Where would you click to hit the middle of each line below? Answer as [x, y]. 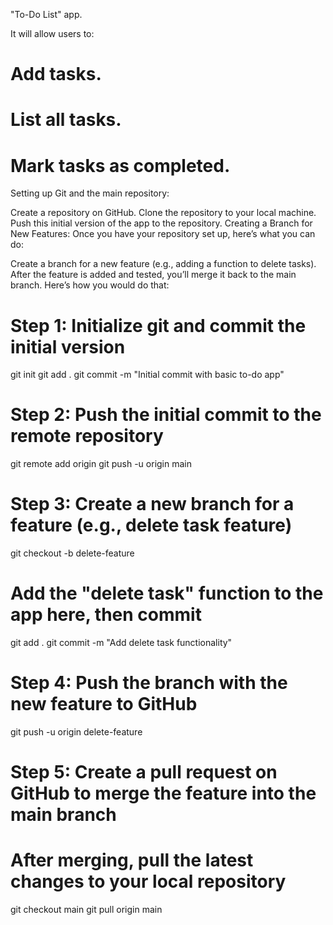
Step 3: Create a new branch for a [152, 504]
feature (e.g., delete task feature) [151, 525]
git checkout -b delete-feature [72, 553]
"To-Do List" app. [46, 14]
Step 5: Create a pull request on [144, 772]
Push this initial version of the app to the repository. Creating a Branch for [161, 223]
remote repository [87, 436]
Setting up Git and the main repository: [90, 193]
